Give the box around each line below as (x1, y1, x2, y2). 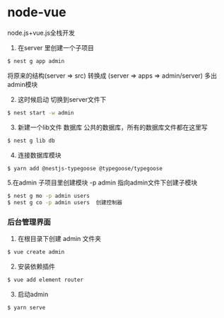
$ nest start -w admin (7, 109, 74, 117)
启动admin (17, 290, 49, 299)
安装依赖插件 (17, 262, 55, 271)
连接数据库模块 (17, 151, 61, 159)
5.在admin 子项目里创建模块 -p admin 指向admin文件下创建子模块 (7, 178, 198, 187)
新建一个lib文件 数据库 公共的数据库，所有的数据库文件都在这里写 (17, 123, 208, 131)
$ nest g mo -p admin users (7, 192, 90, 200)
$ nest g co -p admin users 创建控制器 (7, 199, 122, 206)
